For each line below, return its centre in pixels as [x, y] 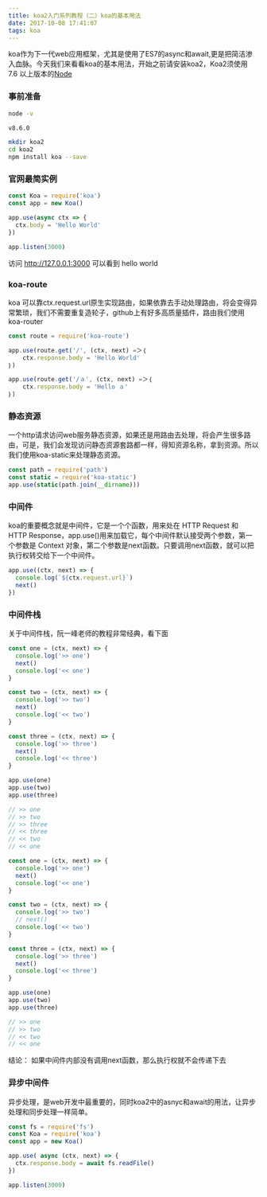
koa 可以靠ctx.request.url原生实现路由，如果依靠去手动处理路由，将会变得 [130, 302]
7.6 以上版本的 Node [41, 74]
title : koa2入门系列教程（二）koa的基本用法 [75, 16]
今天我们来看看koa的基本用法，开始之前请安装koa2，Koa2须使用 [141, 64]
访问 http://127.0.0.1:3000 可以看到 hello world [83, 263]
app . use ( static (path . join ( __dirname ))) [74, 485]
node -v [21, 113]
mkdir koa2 [26, 142]
